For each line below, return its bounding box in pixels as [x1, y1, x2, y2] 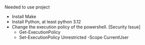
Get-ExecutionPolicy [19, 29, 61, 35]
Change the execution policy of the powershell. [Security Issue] [11, 24, 141, 30]
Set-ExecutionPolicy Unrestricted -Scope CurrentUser [19, 34, 129, 40]
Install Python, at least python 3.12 [11, 19, 82, 24]
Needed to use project [4, 4, 50, 10]
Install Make [11, 14, 36, 19]
